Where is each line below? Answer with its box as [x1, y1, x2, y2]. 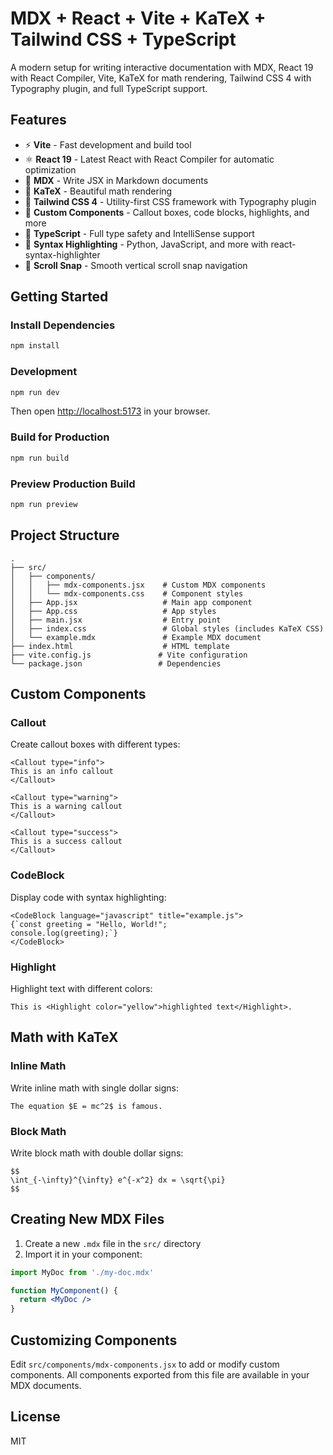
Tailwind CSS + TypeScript [10, 28, 237, 51]
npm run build [10, 453, 70, 463]
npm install [10, 341, 60, 351]
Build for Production [10, 430, 110, 444]
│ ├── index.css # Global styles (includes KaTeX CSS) [10, 623, 325, 634]
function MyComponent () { [10, 1285, 118, 1296]
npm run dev [10, 387, 60, 397]
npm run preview [10, 499, 78, 509]
